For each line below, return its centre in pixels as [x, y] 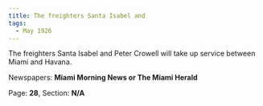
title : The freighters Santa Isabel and [77, 16]
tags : [17, 23]
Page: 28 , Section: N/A [47, 93]
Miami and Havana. [40, 62]
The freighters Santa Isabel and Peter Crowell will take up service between [132, 54]
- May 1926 [34, 31]
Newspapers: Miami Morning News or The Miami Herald [103, 78]
